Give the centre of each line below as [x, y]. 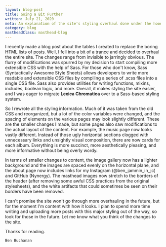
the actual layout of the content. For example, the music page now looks [79, 129]
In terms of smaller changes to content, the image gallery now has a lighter [81, 160]
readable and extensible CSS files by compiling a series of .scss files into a [81, 78]
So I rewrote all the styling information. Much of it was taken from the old [79, 108]
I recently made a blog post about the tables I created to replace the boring [82, 47]
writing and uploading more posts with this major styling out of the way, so [81, 212]
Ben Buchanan [19, 241]
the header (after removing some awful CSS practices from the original [77, 181]
